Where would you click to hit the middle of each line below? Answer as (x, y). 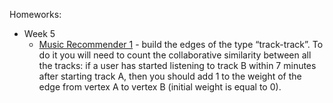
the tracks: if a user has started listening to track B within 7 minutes (177, 65)
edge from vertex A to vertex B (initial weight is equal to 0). (160, 87)
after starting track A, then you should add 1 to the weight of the (170, 76)
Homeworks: (35, 14)
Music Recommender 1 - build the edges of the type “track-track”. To (181, 44)
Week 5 (39, 33)
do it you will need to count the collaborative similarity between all (175, 55)
